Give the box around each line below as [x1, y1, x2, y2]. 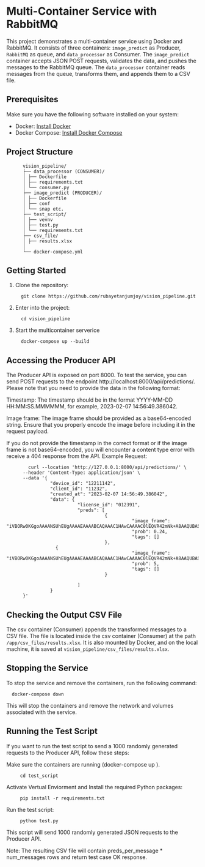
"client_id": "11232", [49, 486, 108, 492]
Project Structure [6, 147, 73, 157]
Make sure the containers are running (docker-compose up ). [6, 760, 160, 768]
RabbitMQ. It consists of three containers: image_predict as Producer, [6, 44, 181, 51]
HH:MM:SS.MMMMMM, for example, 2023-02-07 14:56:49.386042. [6, 403, 178, 410]
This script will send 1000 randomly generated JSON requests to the [6, 828, 178, 836]
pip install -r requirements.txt [20, 795, 105, 801]
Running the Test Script [6, 726, 98, 737]
